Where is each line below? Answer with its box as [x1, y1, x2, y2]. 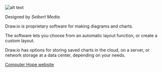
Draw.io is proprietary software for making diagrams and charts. [5, 23, 133, 29]
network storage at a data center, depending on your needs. [5, 52, 126, 58]
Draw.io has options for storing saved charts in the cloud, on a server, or [5, 47, 150, 53]
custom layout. [5, 38, 35, 43]
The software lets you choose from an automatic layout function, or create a [5, 33, 158, 38]
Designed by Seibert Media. [5, 14, 61, 19]
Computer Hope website [5, 62, 54, 67]
